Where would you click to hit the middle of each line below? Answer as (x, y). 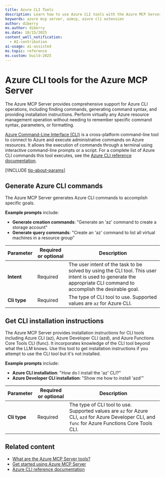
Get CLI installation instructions (55, 321)
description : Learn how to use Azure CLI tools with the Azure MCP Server (83, 14)
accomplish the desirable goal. (104, 289)
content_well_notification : (34, 37)
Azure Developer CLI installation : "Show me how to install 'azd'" (78, 378)
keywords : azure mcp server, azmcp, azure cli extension (65, 19)
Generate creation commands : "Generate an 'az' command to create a (84, 222)
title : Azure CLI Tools (29, 10)
